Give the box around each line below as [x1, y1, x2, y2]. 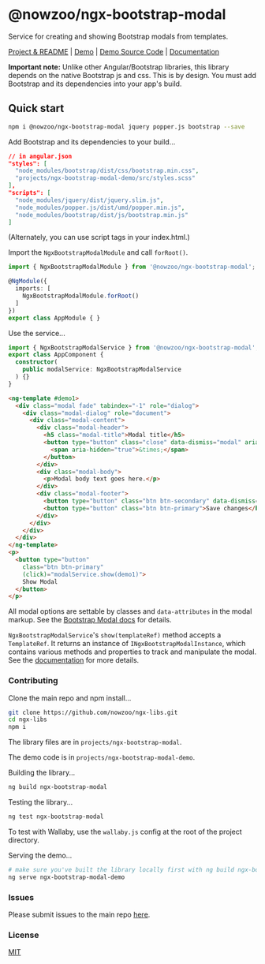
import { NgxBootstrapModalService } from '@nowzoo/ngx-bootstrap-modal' [8, 343, 256, 352]
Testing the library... [8, 798, 73, 807]
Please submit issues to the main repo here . [8, 910, 151, 919]
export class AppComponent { [8, 351, 104, 359]
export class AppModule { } [8, 314, 101, 322]
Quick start [8, 102, 65, 115]
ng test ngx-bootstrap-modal [8, 813, 104, 821]
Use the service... [8, 328, 65, 338]
